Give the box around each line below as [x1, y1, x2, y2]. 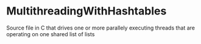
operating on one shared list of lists [6, 30, 95, 37]
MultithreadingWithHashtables [6, 4, 167, 18]
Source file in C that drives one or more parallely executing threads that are [6, 24, 196, 31]
